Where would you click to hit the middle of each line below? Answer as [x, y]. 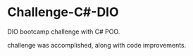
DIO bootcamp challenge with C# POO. [64, 31]
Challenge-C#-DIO [63, 12]
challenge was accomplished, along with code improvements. [97, 45]
